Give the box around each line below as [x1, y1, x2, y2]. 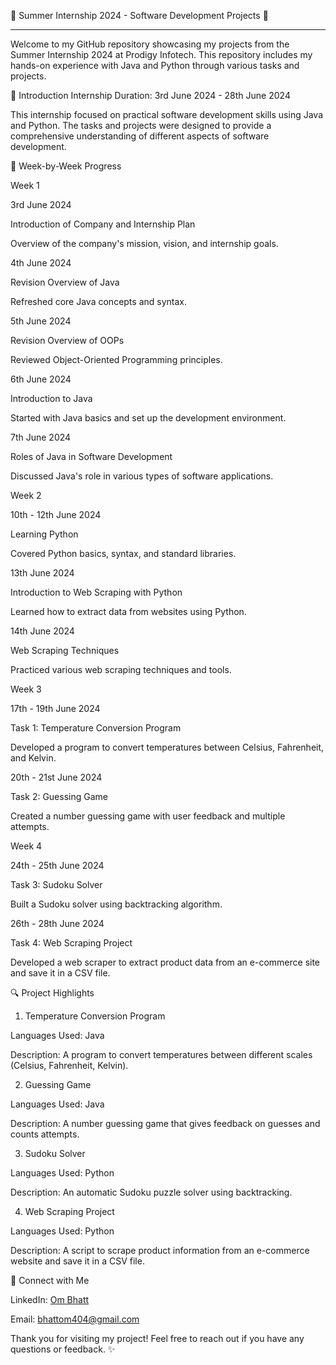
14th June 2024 [10, 625, 75, 637]
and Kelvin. [10, 752, 57, 764]
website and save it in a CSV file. [10, 1255, 145, 1267]
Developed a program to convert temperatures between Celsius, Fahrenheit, [10, 741, 325, 753]
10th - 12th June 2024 [10, 509, 102, 520]
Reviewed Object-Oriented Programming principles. [10, 354, 223, 365]
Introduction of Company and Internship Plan [10, 218, 196, 230]
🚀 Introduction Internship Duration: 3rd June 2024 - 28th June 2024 [10, 90, 291, 101]
